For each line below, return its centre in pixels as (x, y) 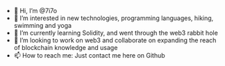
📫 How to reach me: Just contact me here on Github (89, 55)
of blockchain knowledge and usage (66, 48)
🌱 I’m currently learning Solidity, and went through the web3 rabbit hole (116, 33)
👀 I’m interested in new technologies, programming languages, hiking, (114, 18)
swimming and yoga (42, 25)
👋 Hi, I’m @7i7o (35, 11)
